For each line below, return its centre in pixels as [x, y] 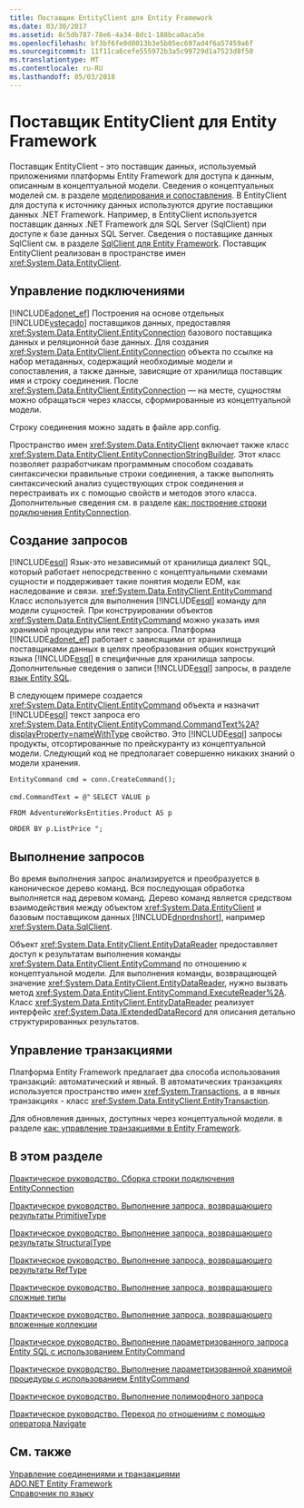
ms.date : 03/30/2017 [49, 26]
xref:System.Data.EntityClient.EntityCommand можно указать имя [135, 620]
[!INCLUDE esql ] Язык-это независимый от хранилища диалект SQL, [140, 563]
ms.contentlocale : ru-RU [56, 69]
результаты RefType [49, 1269]
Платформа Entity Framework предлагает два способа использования [145, 1072]
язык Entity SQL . [41, 678]
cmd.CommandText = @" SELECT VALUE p [80, 798]
